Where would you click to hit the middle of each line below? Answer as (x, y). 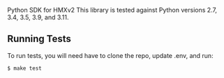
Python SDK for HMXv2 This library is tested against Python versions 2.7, (112, 10)
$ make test (24, 68)
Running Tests (39, 39)
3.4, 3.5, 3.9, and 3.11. (38, 17)
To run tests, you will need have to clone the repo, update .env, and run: (111, 55)
